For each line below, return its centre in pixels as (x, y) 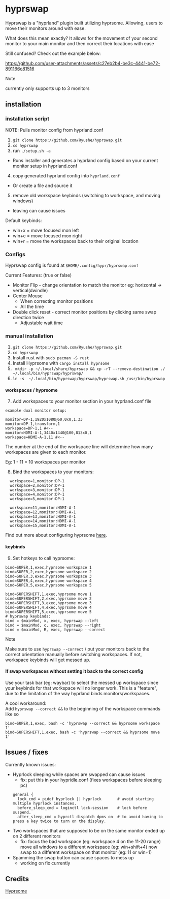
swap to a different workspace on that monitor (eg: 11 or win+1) (86, 852)
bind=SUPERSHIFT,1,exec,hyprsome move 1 (49, 594)
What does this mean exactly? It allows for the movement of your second (81, 38)
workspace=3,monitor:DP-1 (37, 490)
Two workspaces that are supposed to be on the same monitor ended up (89, 830)
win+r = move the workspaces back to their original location (75, 241)
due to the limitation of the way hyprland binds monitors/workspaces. (78, 693)
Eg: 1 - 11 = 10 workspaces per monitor (45, 462)
